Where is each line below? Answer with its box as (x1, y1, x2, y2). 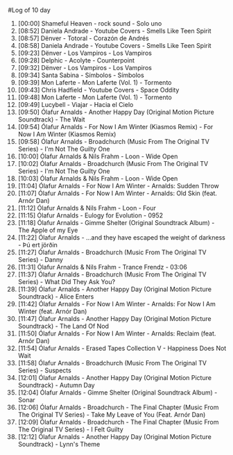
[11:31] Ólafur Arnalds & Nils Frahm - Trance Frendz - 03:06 (17, 263, 188, 271)
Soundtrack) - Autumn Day (17, 381, 96, 389)
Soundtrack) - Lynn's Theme (17, 440, 101, 448)
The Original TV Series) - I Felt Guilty (17, 425, 123, 433)
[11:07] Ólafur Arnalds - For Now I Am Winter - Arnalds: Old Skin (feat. (17, 189, 218, 197)
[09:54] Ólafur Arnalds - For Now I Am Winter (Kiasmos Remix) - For (17, 123, 214, 131)
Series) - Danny (17, 256, 63, 263)
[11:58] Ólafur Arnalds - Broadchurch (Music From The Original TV (17, 359, 207, 367)
